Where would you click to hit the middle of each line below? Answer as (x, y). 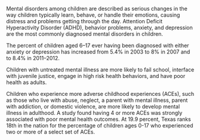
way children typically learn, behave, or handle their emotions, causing (93, 15)
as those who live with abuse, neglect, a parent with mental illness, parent (97, 100)
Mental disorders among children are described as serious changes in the (97, 9)
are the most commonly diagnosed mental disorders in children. (84, 34)
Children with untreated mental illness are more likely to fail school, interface (100, 70)
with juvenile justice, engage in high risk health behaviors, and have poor (96, 76)
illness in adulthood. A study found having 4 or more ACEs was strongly (94, 113)
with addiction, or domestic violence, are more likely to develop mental (93, 106)
